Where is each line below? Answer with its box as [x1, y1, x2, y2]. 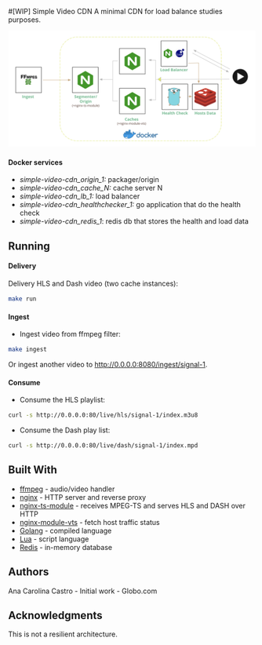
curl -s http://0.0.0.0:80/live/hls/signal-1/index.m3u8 [8, 411, 198, 419]
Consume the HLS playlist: [19, 395, 106, 405]
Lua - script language [19, 534, 89, 544]
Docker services [8, 157, 63, 167]
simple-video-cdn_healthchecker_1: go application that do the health [19, 200, 242, 210]
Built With [8, 463, 57, 477]
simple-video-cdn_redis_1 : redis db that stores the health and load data [19, 217, 249, 226]
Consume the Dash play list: [19, 425, 111, 435]
